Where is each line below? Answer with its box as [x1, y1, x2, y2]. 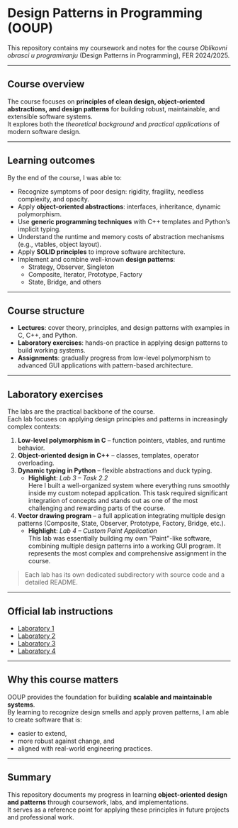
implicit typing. [17, 225, 62, 233]
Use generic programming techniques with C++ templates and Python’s [17, 217, 230, 226]
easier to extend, [17, 729, 67, 737]
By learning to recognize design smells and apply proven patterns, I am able [7, 707, 229, 716]
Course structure [7, 304, 85, 316]
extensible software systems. [7, 112, 93, 121]
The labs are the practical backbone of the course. [7, 407, 156, 416]
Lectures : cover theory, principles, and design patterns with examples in [17, 324, 230, 332]
